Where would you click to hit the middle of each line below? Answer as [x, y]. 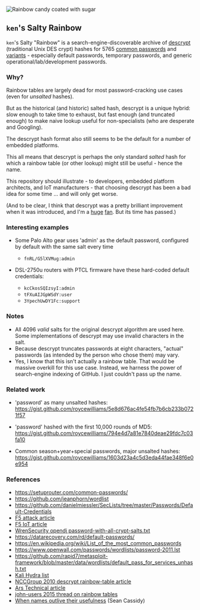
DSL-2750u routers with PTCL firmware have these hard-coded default [102, 270]
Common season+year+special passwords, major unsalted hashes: [97, 451]
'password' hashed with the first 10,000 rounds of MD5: [83, 427]
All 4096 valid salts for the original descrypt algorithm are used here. [100, 329]
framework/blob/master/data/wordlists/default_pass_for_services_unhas [104, 563]
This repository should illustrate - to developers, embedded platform [90, 181]
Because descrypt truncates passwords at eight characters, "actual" [99, 348]
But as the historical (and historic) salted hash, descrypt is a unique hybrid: [99, 108]
